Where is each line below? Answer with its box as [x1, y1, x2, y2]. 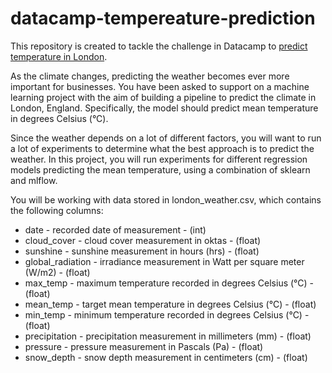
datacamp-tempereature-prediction [10, 7, 316, 30]
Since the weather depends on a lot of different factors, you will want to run [10, 132, 322, 144]
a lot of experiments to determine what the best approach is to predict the [10, 142, 315, 154]
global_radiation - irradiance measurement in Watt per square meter [24, 255, 305, 267]
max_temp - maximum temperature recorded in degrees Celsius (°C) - [24, 277, 315, 289]
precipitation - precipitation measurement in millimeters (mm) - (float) [24, 330, 312, 342]
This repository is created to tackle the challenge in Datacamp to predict [10, 40, 308, 52]
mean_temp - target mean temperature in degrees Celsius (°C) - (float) [24, 298, 317, 310]
